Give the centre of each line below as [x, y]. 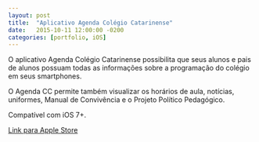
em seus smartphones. [45, 76]
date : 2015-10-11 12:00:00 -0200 [66, 30]
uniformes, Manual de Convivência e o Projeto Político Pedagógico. [117, 100]
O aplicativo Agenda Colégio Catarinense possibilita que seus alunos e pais [130, 60]
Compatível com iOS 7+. [47, 115]
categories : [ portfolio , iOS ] [58, 37]
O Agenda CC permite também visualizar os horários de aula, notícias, [121, 92]
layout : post [29, 15]
